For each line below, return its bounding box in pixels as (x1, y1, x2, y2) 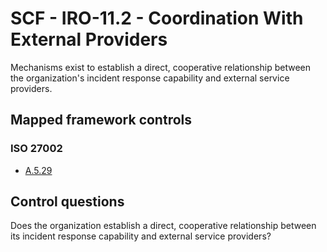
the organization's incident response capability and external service (10, 72, 290, 84)
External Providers (10, 28, 168, 51)
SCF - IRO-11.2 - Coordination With (10, 7, 304, 30)
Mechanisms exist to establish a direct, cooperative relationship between (10, 61, 311, 73)
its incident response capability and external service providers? (10, 230, 272, 242)
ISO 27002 (10, 142, 63, 156)
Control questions (10, 193, 125, 211)
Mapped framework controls (10, 112, 193, 129)
